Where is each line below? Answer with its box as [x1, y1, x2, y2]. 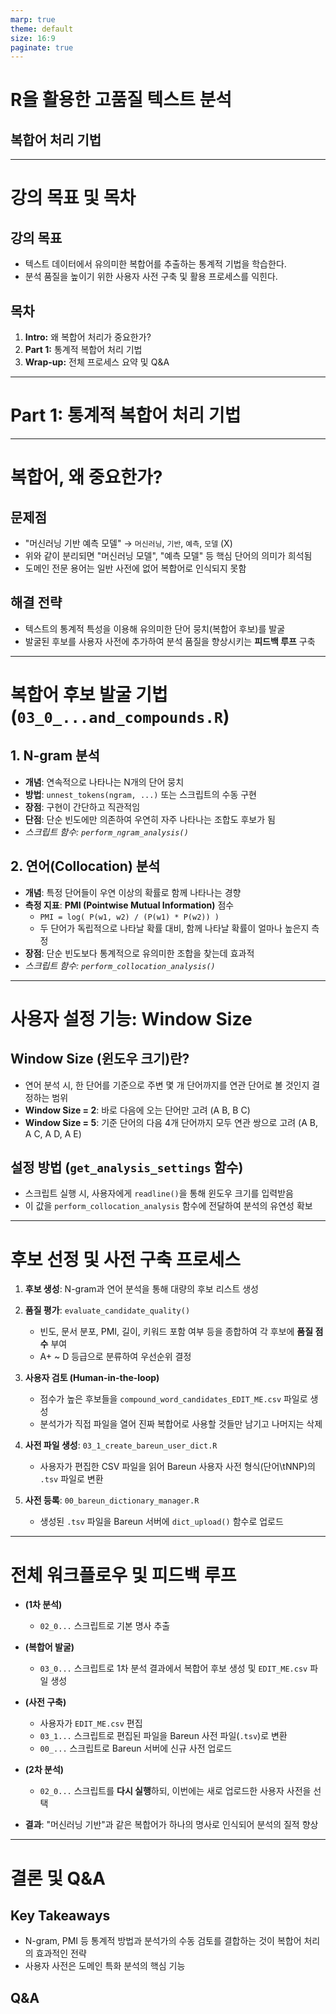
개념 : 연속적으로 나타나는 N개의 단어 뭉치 [24, 776, 185, 788]
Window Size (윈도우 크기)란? [10, 1051, 190, 1068]
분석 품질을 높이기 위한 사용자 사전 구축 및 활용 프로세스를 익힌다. [24, 271, 278, 283]
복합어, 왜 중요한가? [10, 466, 163, 489]
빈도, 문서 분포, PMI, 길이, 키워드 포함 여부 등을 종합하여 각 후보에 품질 [39, 1326, 314, 1338]
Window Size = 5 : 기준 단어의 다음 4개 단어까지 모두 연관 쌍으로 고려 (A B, [24, 1116, 318, 1128]
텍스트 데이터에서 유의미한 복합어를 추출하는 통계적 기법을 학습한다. [24, 258, 287, 270]
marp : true [10, 14, 56, 25]
